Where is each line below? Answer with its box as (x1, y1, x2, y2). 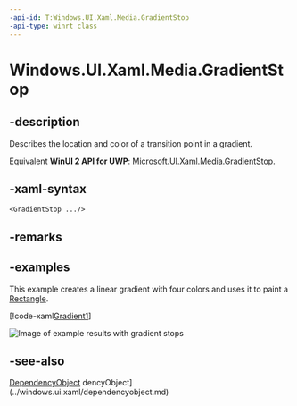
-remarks (9, 229, 62, 244)
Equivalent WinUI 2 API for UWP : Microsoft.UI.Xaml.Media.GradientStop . (9, 156, 276, 166)
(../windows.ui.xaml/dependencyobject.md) (9, 386, 169, 398)
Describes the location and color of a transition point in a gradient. (9, 138, 252, 148)
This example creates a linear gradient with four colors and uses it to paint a (9, 283, 288, 294)
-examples (9, 260, 70, 275)
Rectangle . (9, 292, 49, 304)
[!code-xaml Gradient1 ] (9, 310, 92, 321)
